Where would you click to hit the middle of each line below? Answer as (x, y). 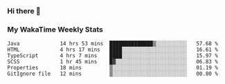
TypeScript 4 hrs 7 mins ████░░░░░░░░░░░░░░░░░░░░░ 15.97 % (112, 56)
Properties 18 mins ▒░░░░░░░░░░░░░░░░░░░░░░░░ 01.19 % (112, 68)
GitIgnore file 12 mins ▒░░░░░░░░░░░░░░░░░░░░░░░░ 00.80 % (112, 74)
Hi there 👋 (24, 11)
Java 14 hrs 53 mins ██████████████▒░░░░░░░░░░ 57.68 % (112, 44)
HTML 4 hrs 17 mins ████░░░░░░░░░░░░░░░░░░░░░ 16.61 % (112, 50)
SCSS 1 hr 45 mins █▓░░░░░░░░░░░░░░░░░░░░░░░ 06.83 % (112, 62)
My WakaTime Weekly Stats (55, 29)
